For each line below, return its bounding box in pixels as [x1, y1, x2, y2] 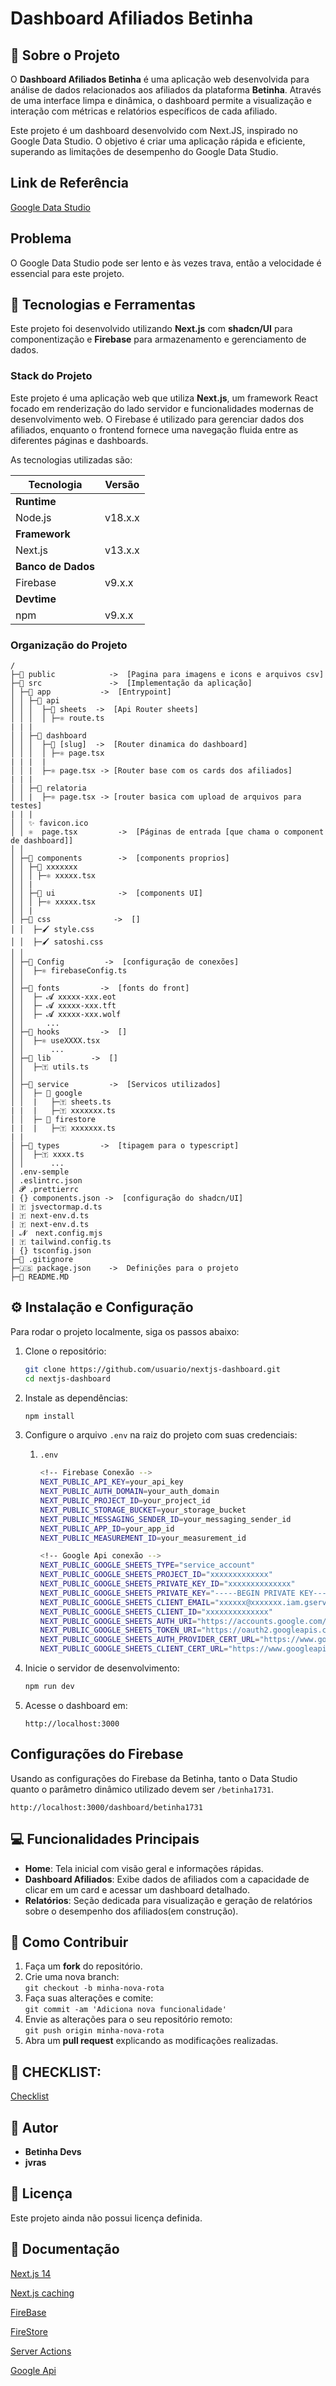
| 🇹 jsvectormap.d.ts [10, 1202, 103, 1212]
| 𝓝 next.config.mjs [10, 1228, 103, 1239]
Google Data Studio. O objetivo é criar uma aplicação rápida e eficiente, [10, 135, 306, 147]
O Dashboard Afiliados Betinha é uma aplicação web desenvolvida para [10, 73, 310, 85]
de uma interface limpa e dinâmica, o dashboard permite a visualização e [10, 95, 312, 106]
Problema [10, 230, 72, 247]
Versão [104, 477, 140, 491]
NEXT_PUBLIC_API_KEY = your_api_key [39, 1477, 184, 1487]
